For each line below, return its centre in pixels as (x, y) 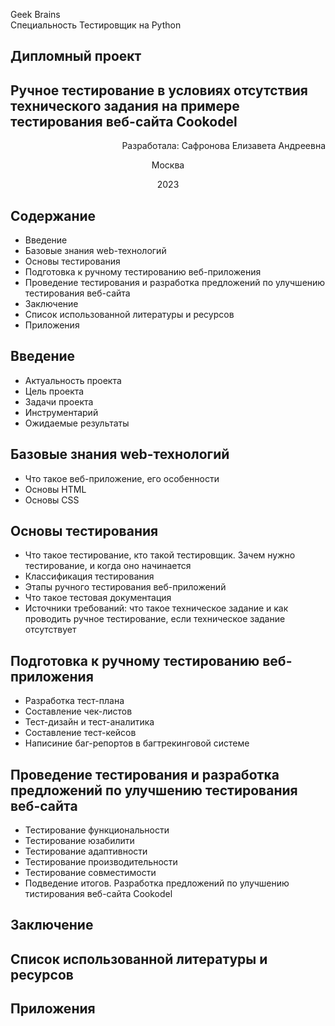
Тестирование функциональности (97, 830)
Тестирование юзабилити (79, 841)
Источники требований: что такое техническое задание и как (156, 608)
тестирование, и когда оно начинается (108, 566)
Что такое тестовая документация (98, 598)
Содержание (53, 215)
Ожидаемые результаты (77, 423)
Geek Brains (35, 14)
